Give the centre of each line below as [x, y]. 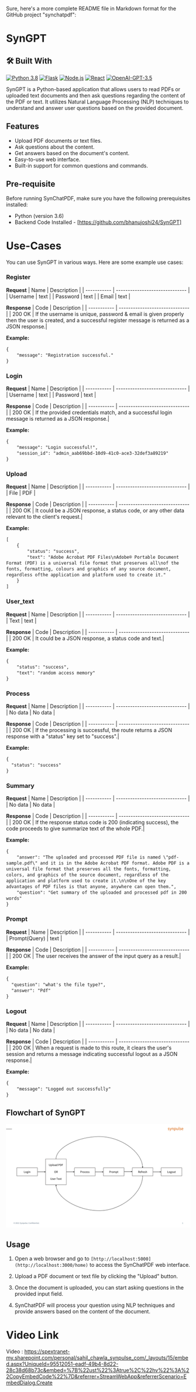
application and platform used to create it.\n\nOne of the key [86, 881]
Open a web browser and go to [52, 1259]
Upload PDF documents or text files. [58, 140]
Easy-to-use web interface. [47, 159]
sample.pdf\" [22, 863]
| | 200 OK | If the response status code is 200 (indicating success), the [92, 823]
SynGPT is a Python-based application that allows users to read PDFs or [93, 89]
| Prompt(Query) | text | [34, 938]
